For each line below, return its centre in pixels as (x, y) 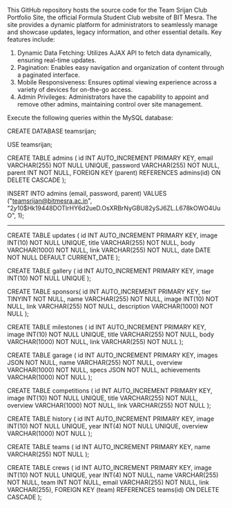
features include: (31, 39)
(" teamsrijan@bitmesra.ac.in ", (50, 201)
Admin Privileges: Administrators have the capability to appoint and (113, 97)
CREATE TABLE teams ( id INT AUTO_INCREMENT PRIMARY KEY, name (109, 447)
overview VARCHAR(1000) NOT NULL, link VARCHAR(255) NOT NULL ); (109, 405)
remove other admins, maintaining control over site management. (110, 104)
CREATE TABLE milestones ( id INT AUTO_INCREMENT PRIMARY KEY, (107, 327)
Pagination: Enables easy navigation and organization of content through (120, 67)
